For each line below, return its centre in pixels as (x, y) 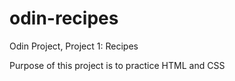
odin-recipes (64, 18)
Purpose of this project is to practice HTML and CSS (117, 65)
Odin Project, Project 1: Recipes (74, 46)
